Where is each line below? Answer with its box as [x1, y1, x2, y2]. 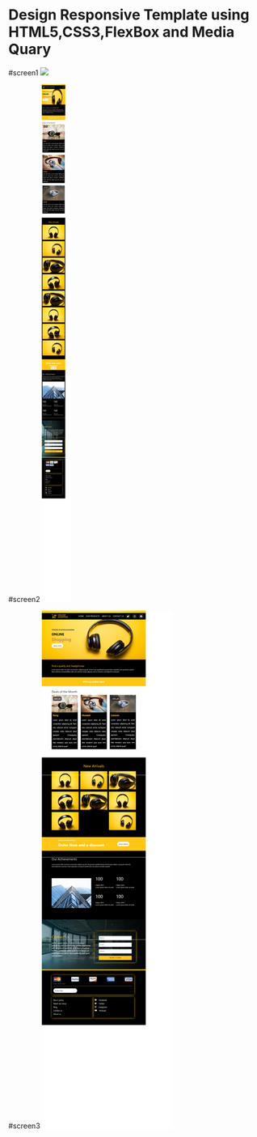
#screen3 [8, 1121, 40, 1131]
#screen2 [8, 594, 40, 604]
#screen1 [8, 67, 39, 78]
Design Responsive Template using [8, 6, 250, 24]
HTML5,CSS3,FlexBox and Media [8, 23, 235, 41]
